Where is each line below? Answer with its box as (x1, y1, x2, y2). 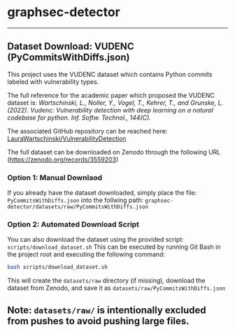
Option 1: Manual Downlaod (7, 173, 103, 182)
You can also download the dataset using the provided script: (7, 235, 184, 244)
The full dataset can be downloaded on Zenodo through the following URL (7, 147, 221, 156)
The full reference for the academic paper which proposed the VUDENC (7, 91, 215, 99)
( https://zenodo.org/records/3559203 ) (7, 155, 119, 164)
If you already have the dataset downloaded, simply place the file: (7, 189, 197, 197)
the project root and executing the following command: (7, 250, 166, 259)
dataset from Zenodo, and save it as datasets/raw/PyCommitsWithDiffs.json (7, 284, 226, 292)
